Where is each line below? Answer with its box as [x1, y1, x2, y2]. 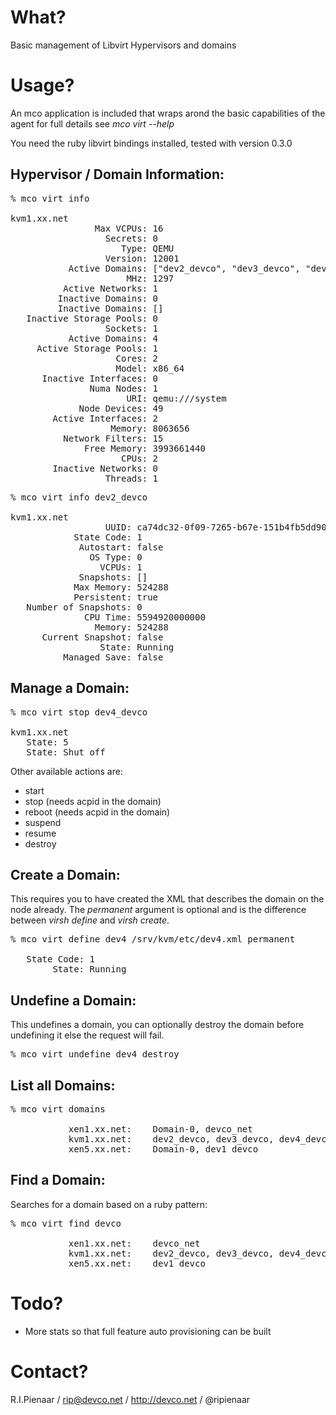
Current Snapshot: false [41, 631, 164, 643]
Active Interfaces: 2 [52, 412, 159, 424]
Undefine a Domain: [10, 992, 137, 1009]
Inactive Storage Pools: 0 [26, 312, 159, 324]
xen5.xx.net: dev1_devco [68, 1257, 206, 1269]
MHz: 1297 [126, 272, 175, 284]
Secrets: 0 [104, 232, 159, 244]
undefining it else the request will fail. [10, 1029, 165, 1041]
